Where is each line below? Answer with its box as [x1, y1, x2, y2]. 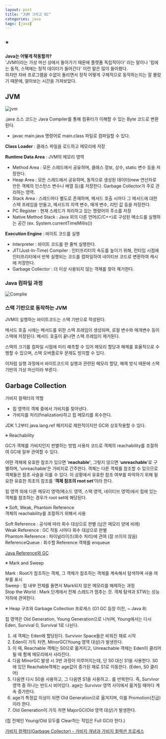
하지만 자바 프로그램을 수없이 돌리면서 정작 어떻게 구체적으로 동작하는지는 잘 [5, 72, 152, 78]
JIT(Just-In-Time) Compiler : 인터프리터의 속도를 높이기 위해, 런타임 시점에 [12, 247, 160, 253]
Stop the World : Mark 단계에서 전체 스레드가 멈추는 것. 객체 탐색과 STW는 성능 [5, 589, 160, 595]
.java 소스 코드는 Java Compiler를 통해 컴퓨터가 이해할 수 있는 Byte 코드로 [5, 116, 150, 122]
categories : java [5, 16, 41, 21]
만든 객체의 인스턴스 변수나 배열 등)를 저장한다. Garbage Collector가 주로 [12, 183, 155, 189]
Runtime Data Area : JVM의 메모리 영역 [5, 154, 84, 160]
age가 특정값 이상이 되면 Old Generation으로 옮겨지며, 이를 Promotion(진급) [12, 695, 161, 701]
